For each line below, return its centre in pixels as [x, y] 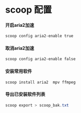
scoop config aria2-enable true [39, 36]
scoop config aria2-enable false [40, 59]
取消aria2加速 [20, 48]
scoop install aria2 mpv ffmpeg [40, 82]
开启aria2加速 [20, 25]
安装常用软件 [18, 71]
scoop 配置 [29, 10]
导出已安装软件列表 [25, 94]
